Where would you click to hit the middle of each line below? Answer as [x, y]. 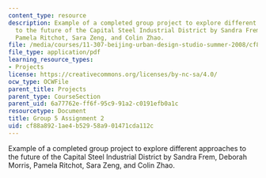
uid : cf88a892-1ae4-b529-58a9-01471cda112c [81, 126]
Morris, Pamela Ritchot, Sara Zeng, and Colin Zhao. [92, 165]
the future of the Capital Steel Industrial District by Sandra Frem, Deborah [128, 157]
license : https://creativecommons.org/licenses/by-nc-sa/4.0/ [113, 74]
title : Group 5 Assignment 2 [56, 119]
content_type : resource [47, 15]
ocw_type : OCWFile [38, 81]
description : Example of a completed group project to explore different [133, 23]
